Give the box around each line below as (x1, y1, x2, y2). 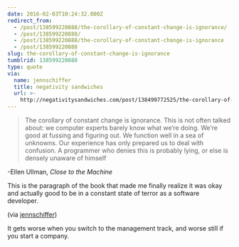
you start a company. (7, 232, 70, 240)
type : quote (7, 63, 43, 70)
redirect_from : (7, 17, 53, 24)
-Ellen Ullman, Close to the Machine (7, 168, 112, 176)
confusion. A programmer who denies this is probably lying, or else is (24, 147, 229, 154)
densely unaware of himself (24, 154, 107, 162)
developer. (7, 196, 39, 205)
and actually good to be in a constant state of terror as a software (7, 189, 200, 197)
